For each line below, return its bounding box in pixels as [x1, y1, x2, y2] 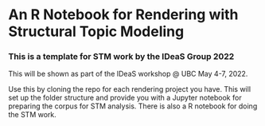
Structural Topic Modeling [8, 22, 185, 41]
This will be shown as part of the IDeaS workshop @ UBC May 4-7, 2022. [8, 69, 248, 79]
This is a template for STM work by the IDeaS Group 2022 [8, 51, 235, 62]
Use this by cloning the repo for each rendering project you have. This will [8, 85, 251, 94]
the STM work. [8, 110, 57, 120]
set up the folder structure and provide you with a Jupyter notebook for [8, 93, 242, 103]
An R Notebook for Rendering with [8, 6, 239, 24]
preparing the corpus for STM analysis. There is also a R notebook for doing [8, 101, 258, 111]
